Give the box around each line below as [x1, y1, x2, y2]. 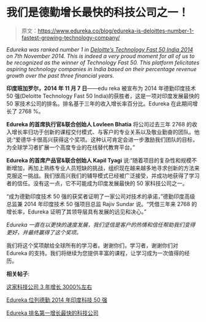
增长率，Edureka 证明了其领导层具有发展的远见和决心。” [6, 208, 147, 215]
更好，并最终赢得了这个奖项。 [6, 228, 82, 236]
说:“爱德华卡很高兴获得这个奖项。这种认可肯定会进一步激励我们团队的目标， [6, 136, 198, 143]
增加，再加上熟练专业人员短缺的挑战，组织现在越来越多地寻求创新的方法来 [11, 164, 200, 172]
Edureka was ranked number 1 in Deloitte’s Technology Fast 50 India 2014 [6, 45, 193, 53]
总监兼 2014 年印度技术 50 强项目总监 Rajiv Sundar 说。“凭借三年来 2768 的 [6, 200, 197, 207]
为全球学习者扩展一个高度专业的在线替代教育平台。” [6, 144, 135, 151]
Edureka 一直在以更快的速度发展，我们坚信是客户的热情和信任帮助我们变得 [6, 221, 196, 228]
